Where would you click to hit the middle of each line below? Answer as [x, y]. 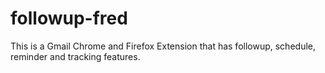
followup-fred [69, 18]
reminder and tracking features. [75, 56]
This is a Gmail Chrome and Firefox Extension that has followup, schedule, [163, 46]
